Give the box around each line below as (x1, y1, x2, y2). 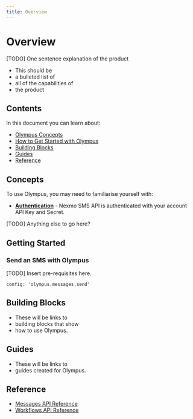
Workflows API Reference (14, 406, 79, 414)
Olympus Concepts (14, 131, 63, 138)
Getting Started (6, 238, 66, 248)
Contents (6, 103, 42, 114)
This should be (14, 67, 52, 74)
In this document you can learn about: (6, 119, 101, 127)
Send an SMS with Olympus (6, 256, 89, 264)
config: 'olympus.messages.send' (6, 281, 90, 287)
